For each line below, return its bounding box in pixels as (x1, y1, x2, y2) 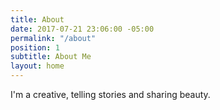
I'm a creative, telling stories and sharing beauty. (10, 89, 211, 100)
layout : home (10, 61, 65, 71)
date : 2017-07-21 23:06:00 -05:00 (10, 24, 155, 34)
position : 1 (10, 42, 60, 53)
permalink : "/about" (10, 33, 97, 43)
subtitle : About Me (10, 52, 92, 62)
